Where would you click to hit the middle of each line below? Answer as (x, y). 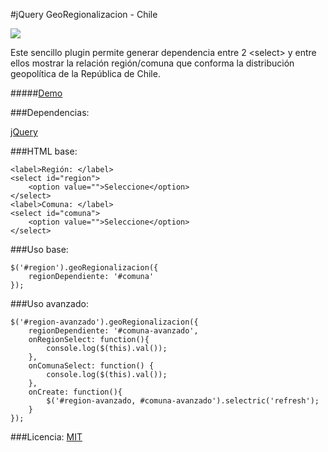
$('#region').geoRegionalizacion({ (84, 268)
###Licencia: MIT (46, 437)
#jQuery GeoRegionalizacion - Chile (84, 14)
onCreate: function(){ (75, 392)
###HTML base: (44, 151)
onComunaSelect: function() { (91, 366)
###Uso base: (39, 249)
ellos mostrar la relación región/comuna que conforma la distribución (152, 63)
